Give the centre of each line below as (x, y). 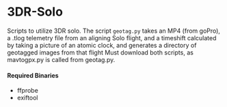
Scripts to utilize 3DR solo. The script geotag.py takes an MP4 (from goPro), (114, 31)
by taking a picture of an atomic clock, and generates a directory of (102, 45)
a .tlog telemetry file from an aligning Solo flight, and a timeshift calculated (112, 37)
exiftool (28, 98)
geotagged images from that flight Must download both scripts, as (100, 52)
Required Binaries (33, 75)
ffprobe (28, 91)
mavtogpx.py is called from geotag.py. (61, 59)
